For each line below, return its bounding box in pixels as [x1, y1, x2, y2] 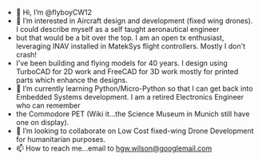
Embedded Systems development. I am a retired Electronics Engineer [15, 92, 244, 101]
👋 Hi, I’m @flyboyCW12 [15, 8, 92, 17]
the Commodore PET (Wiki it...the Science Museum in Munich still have [15, 109, 250, 119]
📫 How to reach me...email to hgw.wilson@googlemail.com [15, 143, 212, 153]
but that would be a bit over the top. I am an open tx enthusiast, [15, 33, 225, 42]
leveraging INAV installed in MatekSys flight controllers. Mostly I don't [15, 41, 246, 51]
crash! [15, 50, 38, 59]
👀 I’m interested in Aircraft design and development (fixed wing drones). [15, 16, 253, 26]
